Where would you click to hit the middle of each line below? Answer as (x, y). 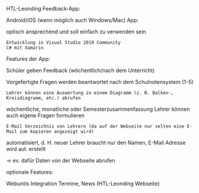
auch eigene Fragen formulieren (45, 115)
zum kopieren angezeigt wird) (57, 132)
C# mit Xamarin (25, 48)
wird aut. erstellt (26, 149)
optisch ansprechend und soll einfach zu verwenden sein (76, 32)
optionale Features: (30, 172)
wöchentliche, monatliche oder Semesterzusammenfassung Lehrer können (98, 109)
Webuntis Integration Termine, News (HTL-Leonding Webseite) (83, 183)
